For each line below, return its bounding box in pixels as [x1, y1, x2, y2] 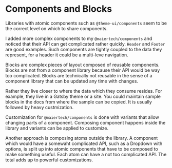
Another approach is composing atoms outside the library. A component [5, 135, 158, 141]
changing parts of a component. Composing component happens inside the [5, 119, 166, 125]
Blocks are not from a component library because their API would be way [5, 67, 160, 73]
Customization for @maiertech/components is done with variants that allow [5, 114, 159, 120]
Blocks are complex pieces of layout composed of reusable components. [5, 61, 160, 68]
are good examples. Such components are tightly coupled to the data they [5, 46, 162, 52]
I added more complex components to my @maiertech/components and [5, 35, 152, 41]
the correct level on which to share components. [5, 25, 108, 31]
